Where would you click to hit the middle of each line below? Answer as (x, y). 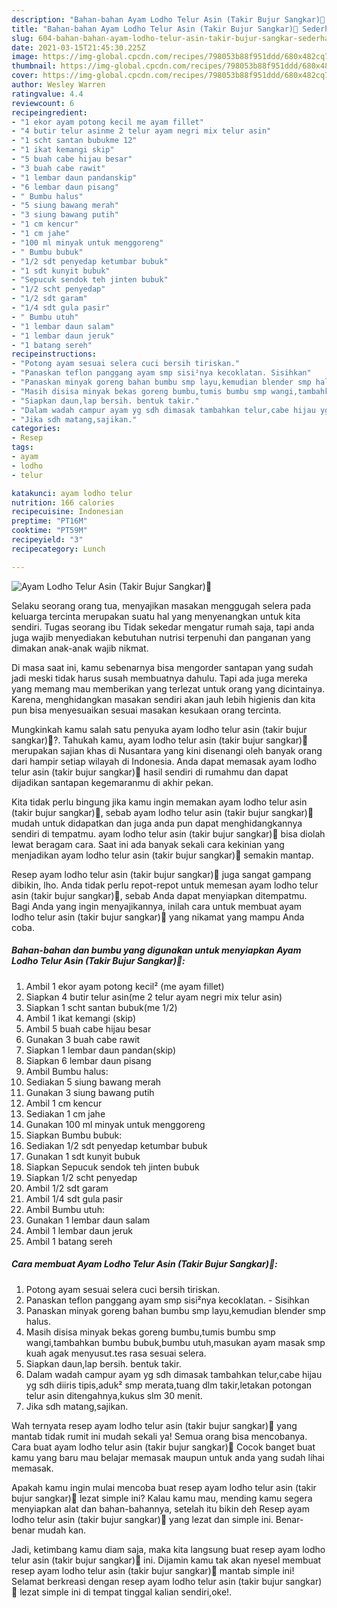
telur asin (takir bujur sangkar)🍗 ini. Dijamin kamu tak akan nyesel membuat (166, 1560)
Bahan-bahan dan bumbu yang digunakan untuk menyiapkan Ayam (156, 950)
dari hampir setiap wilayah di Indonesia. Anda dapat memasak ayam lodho (164, 761)
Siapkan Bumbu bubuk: (74, 1135)
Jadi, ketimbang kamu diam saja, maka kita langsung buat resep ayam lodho (168, 1549)
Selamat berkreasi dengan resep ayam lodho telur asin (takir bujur (147, 1581)
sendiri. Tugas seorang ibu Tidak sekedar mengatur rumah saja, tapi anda (163, 627)
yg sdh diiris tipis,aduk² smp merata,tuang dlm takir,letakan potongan (169, 1385)
